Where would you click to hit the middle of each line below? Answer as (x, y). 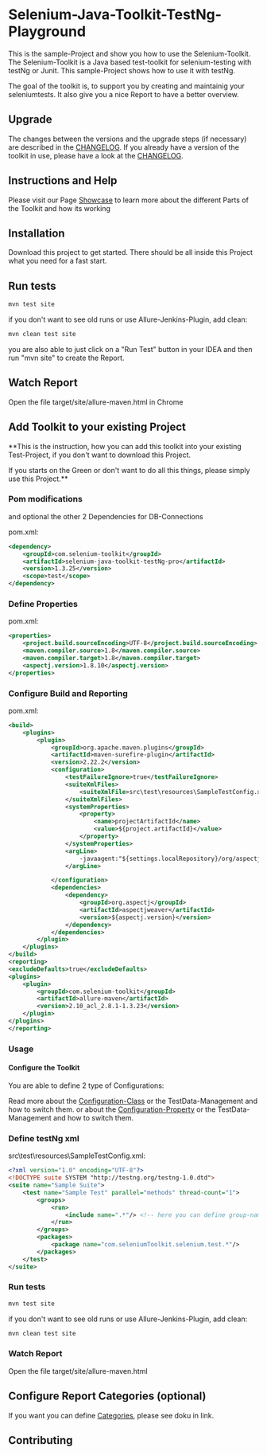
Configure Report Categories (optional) (107, 1396)
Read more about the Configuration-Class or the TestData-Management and (133, 1101)
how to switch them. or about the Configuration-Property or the (112, 1109)
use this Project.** (38, 479)
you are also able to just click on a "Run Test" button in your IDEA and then (130, 349)
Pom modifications (46, 499)
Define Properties (43, 604)
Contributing (41, 1440)
